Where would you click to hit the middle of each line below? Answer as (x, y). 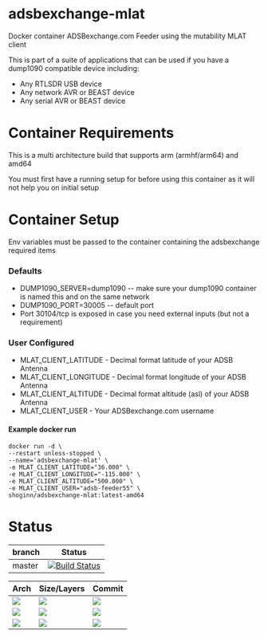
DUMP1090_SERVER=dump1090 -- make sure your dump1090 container (138, 289)
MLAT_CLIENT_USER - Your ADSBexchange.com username (117, 411)
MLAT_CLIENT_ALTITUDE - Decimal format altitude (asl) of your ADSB (134, 394)
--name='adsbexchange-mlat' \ (59, 460)
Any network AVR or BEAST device (77, 92)
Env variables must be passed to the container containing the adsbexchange (134, 242)
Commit (108, 589)
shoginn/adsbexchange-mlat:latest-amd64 (77, 495)
